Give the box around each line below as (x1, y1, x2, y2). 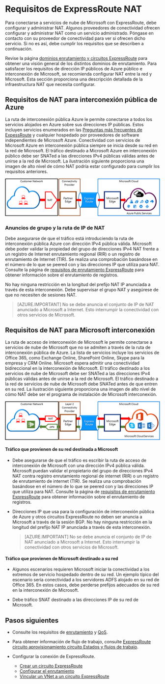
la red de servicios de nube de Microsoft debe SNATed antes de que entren (5, 381, 158, 386)
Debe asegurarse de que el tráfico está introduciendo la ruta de (5, 236, 134, 242)
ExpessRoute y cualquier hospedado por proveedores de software (5, 132, 139, 138)
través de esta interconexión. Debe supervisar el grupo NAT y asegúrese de (5, 287, 159, 293)
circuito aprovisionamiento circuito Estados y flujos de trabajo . (12, 644, 138, 650)
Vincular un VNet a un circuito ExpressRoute (19, 674, 110, 680)
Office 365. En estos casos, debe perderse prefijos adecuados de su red (12, 582, 160, 588)
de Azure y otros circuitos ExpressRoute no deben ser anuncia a (12, 514, 142, 520)
